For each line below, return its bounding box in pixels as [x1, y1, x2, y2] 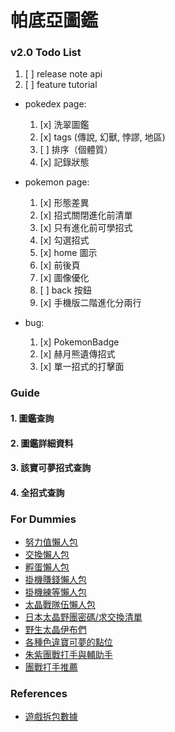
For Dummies [10, 512, 77, 526]
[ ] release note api [24, 68, 103, 80]
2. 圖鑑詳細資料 [10, 437, 74, 449]
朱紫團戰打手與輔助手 [24, 649, 113, 661]
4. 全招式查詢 [10, 486, 65, 498]
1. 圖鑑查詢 [10, 412, 55, 424]
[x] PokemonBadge [39, 336, 120, 348]
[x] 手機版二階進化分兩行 [39, 297, 142, 309]
